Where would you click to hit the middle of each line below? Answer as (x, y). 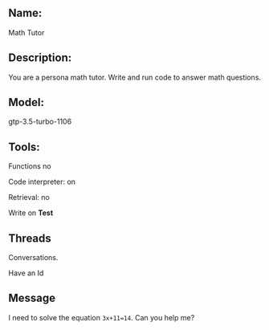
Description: (40, 58)
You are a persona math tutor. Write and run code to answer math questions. (135, 77)
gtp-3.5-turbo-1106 (40, 122)
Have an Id (26, 273)
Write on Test (31, 213)
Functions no (30, 166)
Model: (26, 102)
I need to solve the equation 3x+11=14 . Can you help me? (102, 317)
